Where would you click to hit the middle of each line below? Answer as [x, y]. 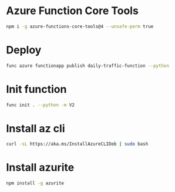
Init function [36, 89]
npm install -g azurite [35, 183]
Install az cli [36, 128]
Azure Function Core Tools [73, 11]
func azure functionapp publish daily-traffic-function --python [87, 66]
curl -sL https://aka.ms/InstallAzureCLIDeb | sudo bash [77, 144]
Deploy [24, 50]
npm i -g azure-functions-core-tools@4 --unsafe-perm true [80, 26]
